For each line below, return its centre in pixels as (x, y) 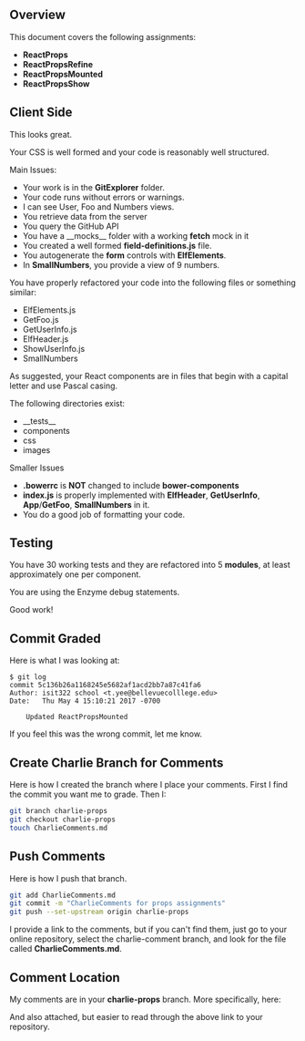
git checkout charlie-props (63, 819)
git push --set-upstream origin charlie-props (99, 912)
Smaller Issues (37, 468)
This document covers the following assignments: (103, 36)
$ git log (28, 677)
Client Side (41, 113)
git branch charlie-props (58, 811)
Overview (38, 15)
